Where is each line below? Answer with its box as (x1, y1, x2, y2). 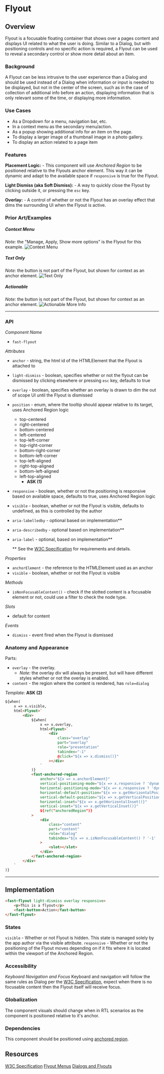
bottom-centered (19, 427, 54, 433)
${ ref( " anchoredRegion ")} (40, 809, 93, 813)
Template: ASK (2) (5, 690, 42, 696)
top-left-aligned (19, 458, 51, 464)
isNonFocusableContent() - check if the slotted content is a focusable (12, 589, 151, 595)
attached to (12, 363, 36, 369)
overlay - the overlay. (12, 665, 56, 671)
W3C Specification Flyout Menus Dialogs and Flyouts (5, 1063, 112, 1069)
